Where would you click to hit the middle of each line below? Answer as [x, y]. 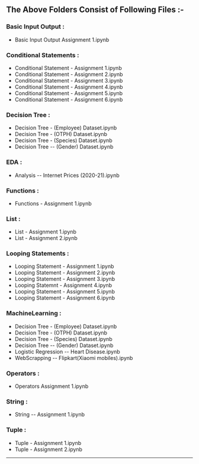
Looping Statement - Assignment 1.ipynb [64, 266]
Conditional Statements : [43, 55]
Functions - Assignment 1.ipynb [53, 203]
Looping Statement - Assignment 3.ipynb [65, 279]
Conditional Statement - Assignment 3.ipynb [69, 80]
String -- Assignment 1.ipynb [49, 415]
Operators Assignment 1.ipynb [52, 386]
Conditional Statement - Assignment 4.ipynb [69, 87]
